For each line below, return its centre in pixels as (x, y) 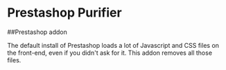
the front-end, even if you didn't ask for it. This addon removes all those (110, 53)
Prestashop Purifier (65, 13)
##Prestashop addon (37, 32)
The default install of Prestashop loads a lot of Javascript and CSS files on (113, 45)
